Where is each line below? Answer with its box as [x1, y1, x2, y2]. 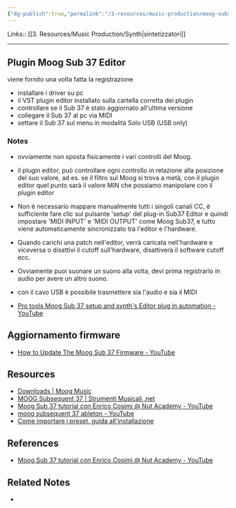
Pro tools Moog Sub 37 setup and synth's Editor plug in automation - [17, 301, 216, 310]
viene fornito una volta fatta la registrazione [7, 75, 133, 84]
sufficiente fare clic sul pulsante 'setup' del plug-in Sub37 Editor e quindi [17, 209, 228, 218]
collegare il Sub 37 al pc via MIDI [17, 111, 112, 120]
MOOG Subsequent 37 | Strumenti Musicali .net [17, 395, 155, 403]
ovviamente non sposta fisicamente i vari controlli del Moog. [17, 152, 192, 160]
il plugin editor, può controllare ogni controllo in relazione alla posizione [17, 166, 224, 174]
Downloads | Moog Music [17, 387, 92, 395]
